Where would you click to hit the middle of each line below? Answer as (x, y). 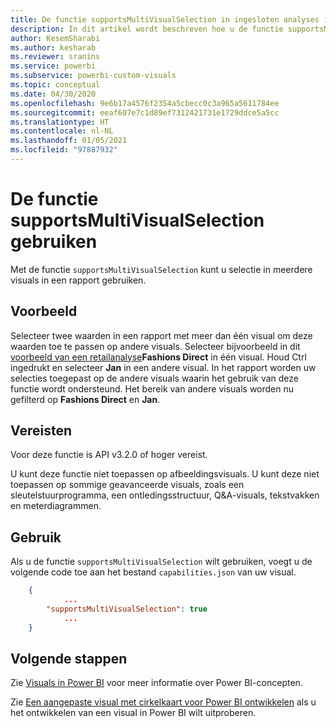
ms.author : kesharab (53, 47)
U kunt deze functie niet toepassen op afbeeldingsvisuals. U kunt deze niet (165, 474)
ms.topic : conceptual (55, 85)
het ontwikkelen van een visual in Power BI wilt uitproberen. (133, 713)
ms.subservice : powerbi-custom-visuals (93, 76)
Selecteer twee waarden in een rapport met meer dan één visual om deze (161, 335)
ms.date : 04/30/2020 (53, 94)
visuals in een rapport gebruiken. (78, 280)
